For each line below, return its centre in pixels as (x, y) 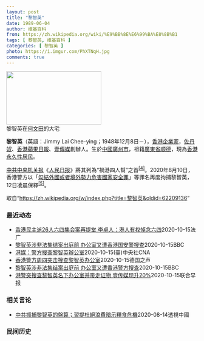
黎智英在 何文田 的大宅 (33, 128)
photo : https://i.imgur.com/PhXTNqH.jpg (58, 52)
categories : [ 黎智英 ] (35, 46)
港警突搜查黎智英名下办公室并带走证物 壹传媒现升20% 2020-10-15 (97, 275)
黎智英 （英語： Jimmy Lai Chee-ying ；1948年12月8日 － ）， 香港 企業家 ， (95, 141)
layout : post (23, 12)
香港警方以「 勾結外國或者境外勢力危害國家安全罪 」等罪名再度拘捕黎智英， (99, 177)
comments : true (25, 57)
